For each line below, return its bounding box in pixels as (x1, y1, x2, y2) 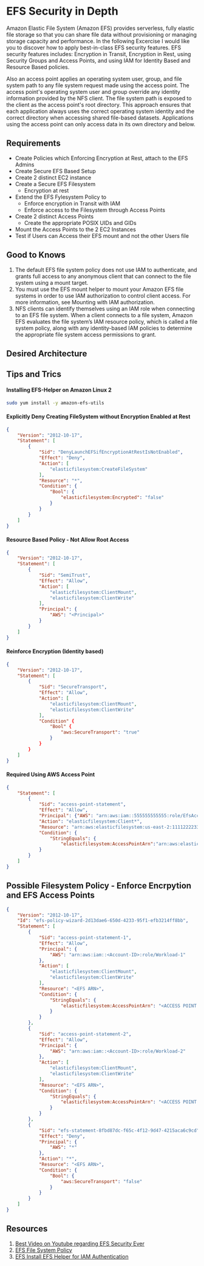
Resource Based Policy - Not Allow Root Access (6, 535, 129, 543)
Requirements (6, 138, 61, 149)
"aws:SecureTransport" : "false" (60, 1178, 143, 1184)
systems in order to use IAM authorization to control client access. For (15, 291, 191, 299)
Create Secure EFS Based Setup (15, 167, 96, 174)
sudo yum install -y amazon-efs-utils (6, 399, 104, 406)
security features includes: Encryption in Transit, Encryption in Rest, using (6, 50, 191, 57)
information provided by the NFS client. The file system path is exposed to (6, 95, 192, 102)
